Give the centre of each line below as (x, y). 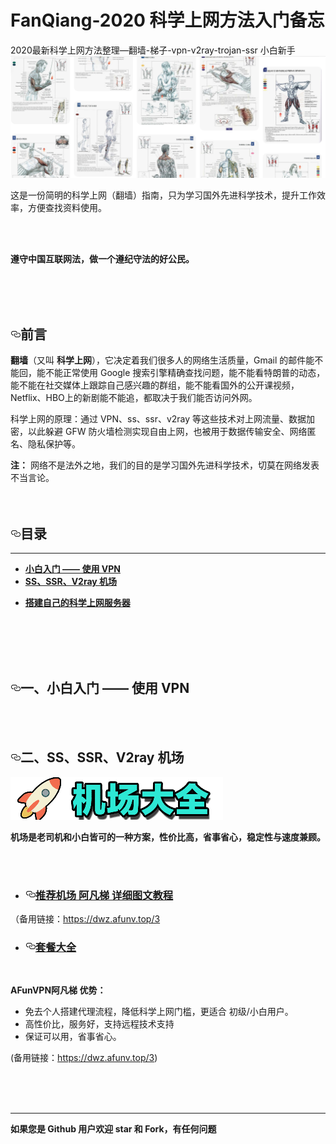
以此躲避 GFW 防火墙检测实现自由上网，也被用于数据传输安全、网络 (167, 432)
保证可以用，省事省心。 (73, 1037)
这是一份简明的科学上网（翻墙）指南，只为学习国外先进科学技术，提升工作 (163, 195)
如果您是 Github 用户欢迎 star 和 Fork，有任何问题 (113, 1129)
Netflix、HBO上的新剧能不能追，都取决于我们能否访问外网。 (134, 398)
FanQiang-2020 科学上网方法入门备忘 (167, 20)
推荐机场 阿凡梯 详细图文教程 (104, 895)
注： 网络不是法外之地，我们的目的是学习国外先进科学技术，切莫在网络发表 (165, 465)
